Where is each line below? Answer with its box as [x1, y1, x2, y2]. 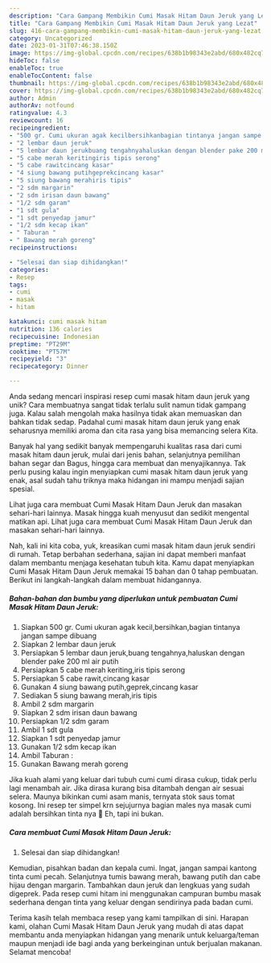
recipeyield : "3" [9, 355, 68, 363]
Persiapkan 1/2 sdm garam [20, 716, 109, 726]
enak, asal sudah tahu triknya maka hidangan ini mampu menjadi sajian [9, 475, 244, 485]
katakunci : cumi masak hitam [9, 318, 107, 326]
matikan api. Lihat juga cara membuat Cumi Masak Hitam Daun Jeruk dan [9, 516, 253, 526]
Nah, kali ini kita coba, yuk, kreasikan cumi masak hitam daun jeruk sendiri [9, 541, 256, 550]
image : [9, 49, 31, 57]
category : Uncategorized [9, 34, 92, 43]
